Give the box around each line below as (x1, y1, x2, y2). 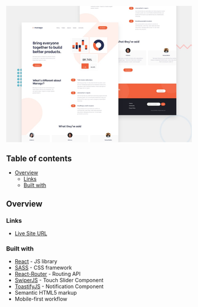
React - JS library (14, 258, 58, 265)
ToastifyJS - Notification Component (14, 283, 104, 290)
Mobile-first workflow (14, 295, 68, 303)
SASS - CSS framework (14, 264, 72, 271)
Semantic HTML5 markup (14, 289, 77, 296)
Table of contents (6, 153, 72, 163)
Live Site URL (14, 230, 48, 237)
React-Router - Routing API (14, 270, 81, 278)
